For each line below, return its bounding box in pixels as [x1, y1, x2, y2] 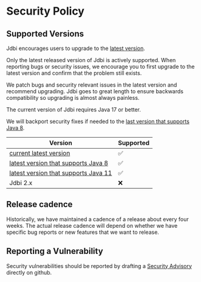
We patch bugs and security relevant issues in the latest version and [6, 81, 177, 88]
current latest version [9, 149, 70, 157]
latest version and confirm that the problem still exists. [6, 69, 142, 77]
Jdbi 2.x [9, 178, 33, 187]
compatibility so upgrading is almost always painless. [6, 94, 140, 101]
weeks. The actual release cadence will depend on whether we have [6, 222, 178, 229]
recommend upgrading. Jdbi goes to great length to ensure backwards [6, 88, 184, 95]
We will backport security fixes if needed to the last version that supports [6, 118, 190, 125]
